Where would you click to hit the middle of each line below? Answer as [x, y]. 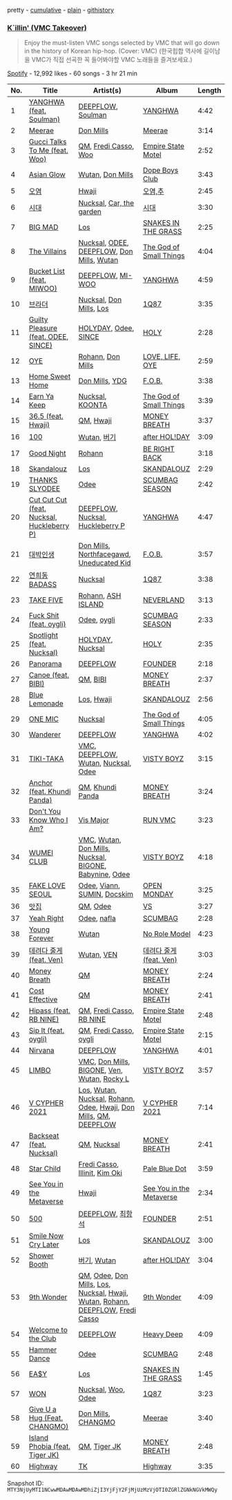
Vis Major [94, 820]
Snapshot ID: [26, 1483]
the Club [42, 1338]
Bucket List [47, 271]
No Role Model [167, 934]
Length [210, 90]
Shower [41, 1256]
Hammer [43, 1350]
